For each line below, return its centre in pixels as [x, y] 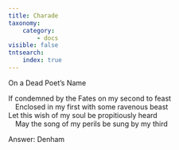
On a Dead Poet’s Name [47, 83]
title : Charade [33, 16]
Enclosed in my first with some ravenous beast [92, 107]
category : [39, 30]
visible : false [33, 45]
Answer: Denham [37, 139]
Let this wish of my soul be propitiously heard [83, 115]
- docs [48, 38]
